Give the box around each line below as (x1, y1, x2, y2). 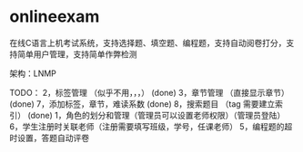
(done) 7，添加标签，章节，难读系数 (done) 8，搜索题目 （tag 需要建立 (9, 98, 276, 109)
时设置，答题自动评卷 (9, 132, 89, 143)
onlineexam (9, 6, 100, 27)
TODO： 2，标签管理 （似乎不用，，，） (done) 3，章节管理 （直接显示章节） (9, 87, 289, 98)
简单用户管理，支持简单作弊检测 (16, 48, 137, 60)
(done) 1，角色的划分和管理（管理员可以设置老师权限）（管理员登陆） (26, 109, 286, 120)
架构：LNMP (9, 68, 57, 79)
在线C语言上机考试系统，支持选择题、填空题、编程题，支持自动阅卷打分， (9, 37, 287, 48)
